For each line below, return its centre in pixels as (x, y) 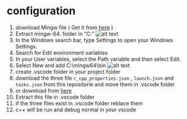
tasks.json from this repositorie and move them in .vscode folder (95, 84)
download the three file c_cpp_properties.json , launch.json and (94, 78)
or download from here (43, 90)
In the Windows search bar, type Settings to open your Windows (94, 40)
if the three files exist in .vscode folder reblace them (79, 103)
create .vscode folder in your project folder (68, 71)
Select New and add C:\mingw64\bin (61, 65)
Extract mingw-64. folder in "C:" (55, 33)
